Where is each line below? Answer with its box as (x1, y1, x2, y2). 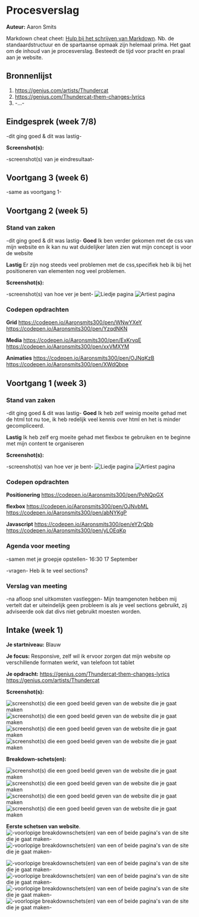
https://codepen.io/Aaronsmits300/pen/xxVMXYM (6, 343, 129, 350)
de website (6, 250, 33, 257)
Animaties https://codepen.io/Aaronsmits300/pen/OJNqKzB (6, 354, 154, 362)
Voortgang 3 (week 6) (6, 172, 89, 183)
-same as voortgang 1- (6, 189, 62, 196)
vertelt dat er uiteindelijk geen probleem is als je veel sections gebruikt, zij (6, 601, 187, 608)
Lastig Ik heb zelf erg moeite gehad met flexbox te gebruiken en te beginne (6, 434, 191, 441)
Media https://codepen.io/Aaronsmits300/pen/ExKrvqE (6, 337, 141, 344)
